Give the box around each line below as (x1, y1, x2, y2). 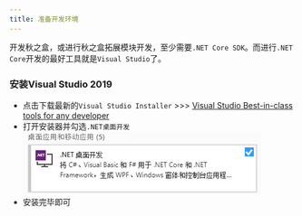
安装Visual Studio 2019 (9, 78, 113, 90)
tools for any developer (22, 109, 110, 121)
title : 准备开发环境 (9, 14, 79, 23)
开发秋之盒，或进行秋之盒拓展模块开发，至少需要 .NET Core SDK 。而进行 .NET (9, 42, 293, 52)
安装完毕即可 (22, 196, 71, 207)
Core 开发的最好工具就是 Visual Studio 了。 (9, 52, 166, 63)
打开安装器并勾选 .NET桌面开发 (22, 120, 130, 131)
